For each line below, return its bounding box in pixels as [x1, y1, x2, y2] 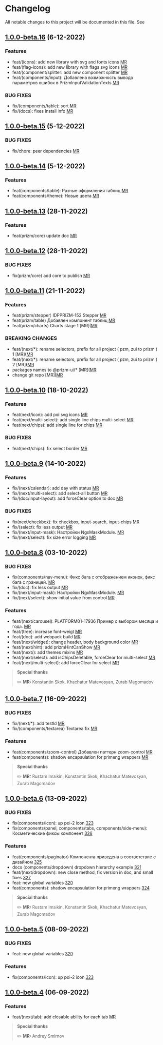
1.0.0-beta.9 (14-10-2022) [5, 459, 86, 468]
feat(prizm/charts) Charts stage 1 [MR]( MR [12, 323, 98, 329]
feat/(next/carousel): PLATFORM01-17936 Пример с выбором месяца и [12, 618, 158, 624]
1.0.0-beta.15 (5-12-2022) [5, 122, 85, 131]
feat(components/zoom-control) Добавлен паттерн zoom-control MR [12, 749, 153, 755]
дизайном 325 [12, 859, 42, 865]
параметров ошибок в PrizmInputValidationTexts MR [12, 79, 120, 85]
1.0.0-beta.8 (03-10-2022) [5, 549, 88, 557]
